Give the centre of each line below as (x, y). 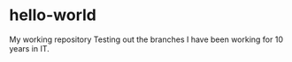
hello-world (53, 15)
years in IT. (30, 48)
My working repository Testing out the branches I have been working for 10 (146, 39)
